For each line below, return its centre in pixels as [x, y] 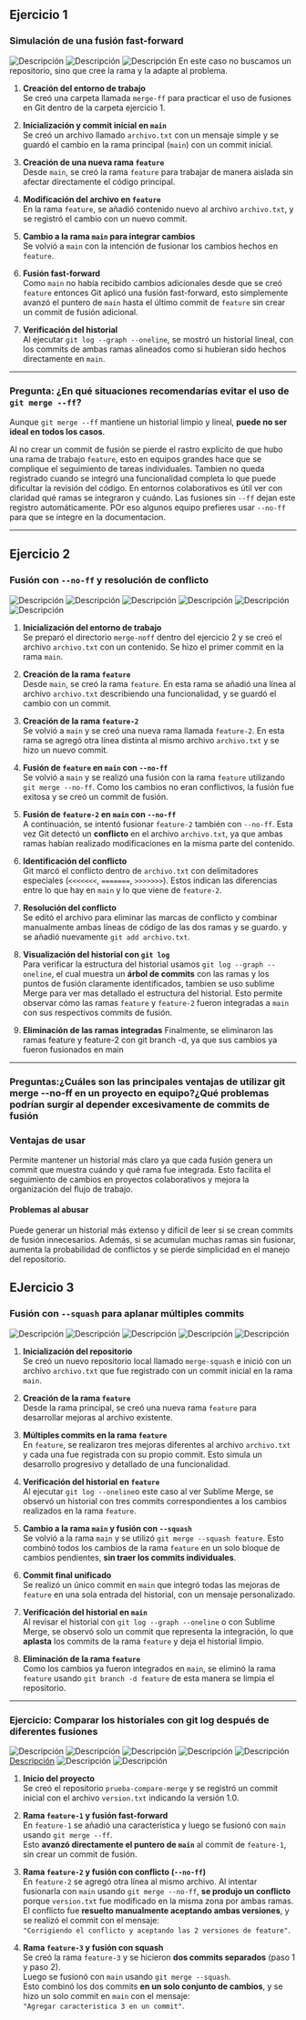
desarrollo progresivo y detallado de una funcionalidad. [126, 1464]
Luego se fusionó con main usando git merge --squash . [127, 1977]
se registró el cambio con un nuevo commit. [105, 219]
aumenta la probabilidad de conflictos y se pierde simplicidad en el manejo [150, 1250]
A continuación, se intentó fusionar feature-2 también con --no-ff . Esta [158, 824]
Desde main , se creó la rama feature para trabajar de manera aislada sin [158, 171]
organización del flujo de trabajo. [71, 1189]
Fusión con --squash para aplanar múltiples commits [127, 1314]
